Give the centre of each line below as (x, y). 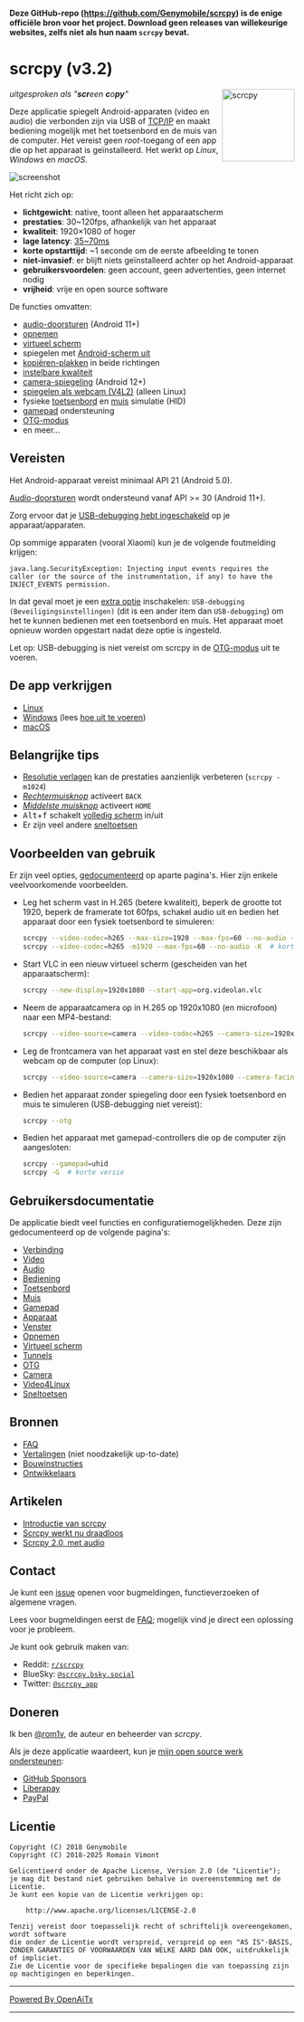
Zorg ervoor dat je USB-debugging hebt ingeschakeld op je (120, 515)
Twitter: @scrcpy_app (60, 1683)
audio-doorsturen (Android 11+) (81, 324)
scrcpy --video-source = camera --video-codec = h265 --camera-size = (148, 1034)
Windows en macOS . (48, 159)
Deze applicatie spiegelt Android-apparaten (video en (109, 111)
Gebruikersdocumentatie (82, 1201)
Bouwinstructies (52, 1463)
